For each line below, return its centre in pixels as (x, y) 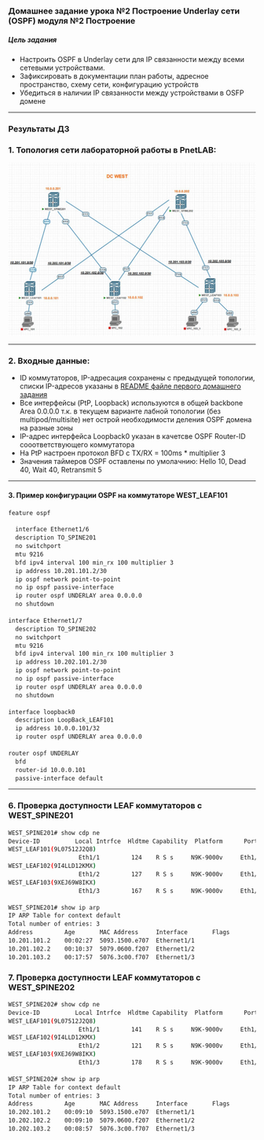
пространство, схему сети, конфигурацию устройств (109, 84)
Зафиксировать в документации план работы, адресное (114, 75)
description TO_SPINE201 (56, 538)
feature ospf (29, 513)
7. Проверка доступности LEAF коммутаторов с (104, 977)
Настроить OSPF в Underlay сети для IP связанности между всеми (132, 59)
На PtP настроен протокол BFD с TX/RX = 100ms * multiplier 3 (123, 453)
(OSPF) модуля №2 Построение (72, 20)
